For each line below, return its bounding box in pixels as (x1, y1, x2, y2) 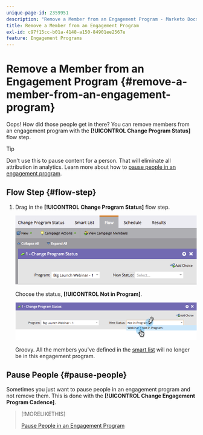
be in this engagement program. (14, 352, 95, 359)
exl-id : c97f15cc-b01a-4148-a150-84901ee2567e (6, 29, 126, 35)
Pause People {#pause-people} (6, 370, 127, 381)
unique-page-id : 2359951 (6, 10, 69, 16)
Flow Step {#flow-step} (6, 188, 97, 198)
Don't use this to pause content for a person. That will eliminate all (6, 157, 171, 165)
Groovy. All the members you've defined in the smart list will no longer (14, 345, 190, 353)
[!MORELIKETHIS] (21, 410, 66, 417)
